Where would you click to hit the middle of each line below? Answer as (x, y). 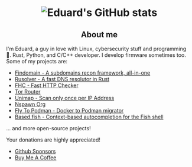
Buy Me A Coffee (35, 158)
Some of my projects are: (37, 61)
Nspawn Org (30, 104)
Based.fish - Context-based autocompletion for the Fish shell (89, 117)
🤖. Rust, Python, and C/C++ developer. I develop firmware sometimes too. (96, 55)
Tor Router (27, 91)
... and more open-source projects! (48, 128)
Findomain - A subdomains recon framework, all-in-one (82, 73)
